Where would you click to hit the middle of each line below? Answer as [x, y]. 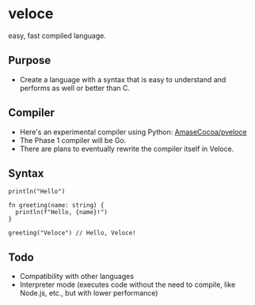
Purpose [30, 60]
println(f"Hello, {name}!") [62, 213]
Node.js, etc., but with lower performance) [89, 293]
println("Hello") [37, 192]
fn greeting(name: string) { [56, 205]
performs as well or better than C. [75, 88]
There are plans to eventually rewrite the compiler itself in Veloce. [127, 149]
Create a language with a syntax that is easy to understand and [123, 79]
